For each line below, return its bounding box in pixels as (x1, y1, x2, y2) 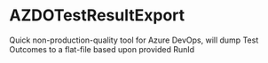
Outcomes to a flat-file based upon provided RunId (9, 43, 195, 54)
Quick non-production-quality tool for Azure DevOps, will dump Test (9, 35, 259, 45)
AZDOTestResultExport (9, 5, 185, 26)
